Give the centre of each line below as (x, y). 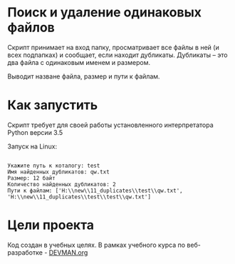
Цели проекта (51, 225)
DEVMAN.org (68, 252)
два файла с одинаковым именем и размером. (79, 62)
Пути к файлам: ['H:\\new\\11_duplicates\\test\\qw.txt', (95, 191)
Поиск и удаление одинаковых (104, 12)
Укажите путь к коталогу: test (54, 166)
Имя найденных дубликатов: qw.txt (59, 172)
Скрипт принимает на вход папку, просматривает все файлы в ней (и (113, 47)
